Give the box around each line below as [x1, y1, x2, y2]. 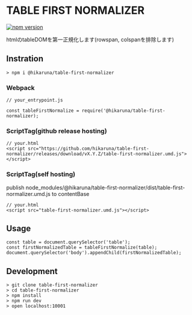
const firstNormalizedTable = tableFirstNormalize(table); [6, 245, 158, 251]
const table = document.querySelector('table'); [6, 239, 131, 245]
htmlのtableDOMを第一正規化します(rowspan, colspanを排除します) [6, 35, 175, 43]
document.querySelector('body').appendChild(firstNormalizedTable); [6, 250, 182, 256]
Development [6, 266, 58, 277]
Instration [6, 54, 44, 64]
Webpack [6, 84, 35, 92]
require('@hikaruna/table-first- [81, 108, 166, 114]
